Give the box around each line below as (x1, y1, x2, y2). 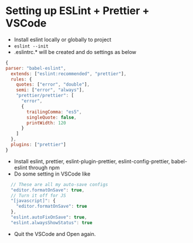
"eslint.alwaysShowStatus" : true (11, 220, 93, 225)
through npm (28, 164, 60, 171)
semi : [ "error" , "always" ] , (16, 87, 84, 93)
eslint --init (13, 43, 49, 49)
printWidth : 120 (26, 120, 66, 126)
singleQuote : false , (26, 114, 77, 120)
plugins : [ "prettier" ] (11, 142, 66, 148)
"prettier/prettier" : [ (16, 93, 75, 99)
